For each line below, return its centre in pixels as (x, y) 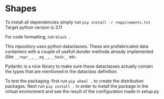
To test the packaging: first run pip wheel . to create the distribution (74, 81)
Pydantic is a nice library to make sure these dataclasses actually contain (79, 66)
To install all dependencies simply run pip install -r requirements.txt (78, 22)
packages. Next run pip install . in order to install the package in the (77, 86)
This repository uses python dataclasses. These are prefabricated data (77, 46)
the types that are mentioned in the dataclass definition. (62, 71)
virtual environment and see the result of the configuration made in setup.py (82, 91)
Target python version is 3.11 (34, 27)
